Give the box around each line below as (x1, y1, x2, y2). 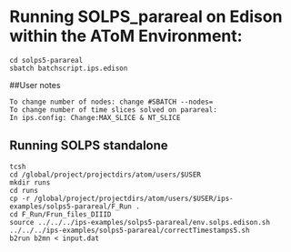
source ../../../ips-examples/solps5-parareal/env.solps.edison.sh (9, 217, 271, 227)
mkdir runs (9, 177, 51, 187)
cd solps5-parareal (9, 55, 84, 65)
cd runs (9, 186, 39, 195)
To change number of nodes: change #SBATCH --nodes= (9, 97, 214, 106)
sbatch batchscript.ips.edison (9, 64, 128, 73)
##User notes (9, 79, 61, 90)
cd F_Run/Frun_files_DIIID (9, 209, 112, 219)
